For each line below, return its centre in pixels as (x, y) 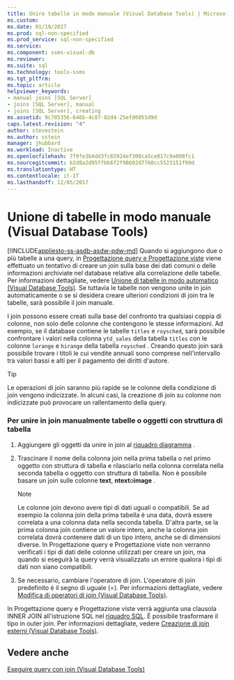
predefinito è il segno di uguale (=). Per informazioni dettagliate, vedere (120, 587)
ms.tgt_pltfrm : (29, 78)
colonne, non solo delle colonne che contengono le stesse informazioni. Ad (115, 324)
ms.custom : (23, 20)
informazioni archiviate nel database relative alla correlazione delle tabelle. (114, 273)
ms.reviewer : (26, 59)
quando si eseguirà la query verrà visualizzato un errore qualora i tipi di (119, 559)
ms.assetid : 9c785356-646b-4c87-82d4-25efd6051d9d (82, 117)
